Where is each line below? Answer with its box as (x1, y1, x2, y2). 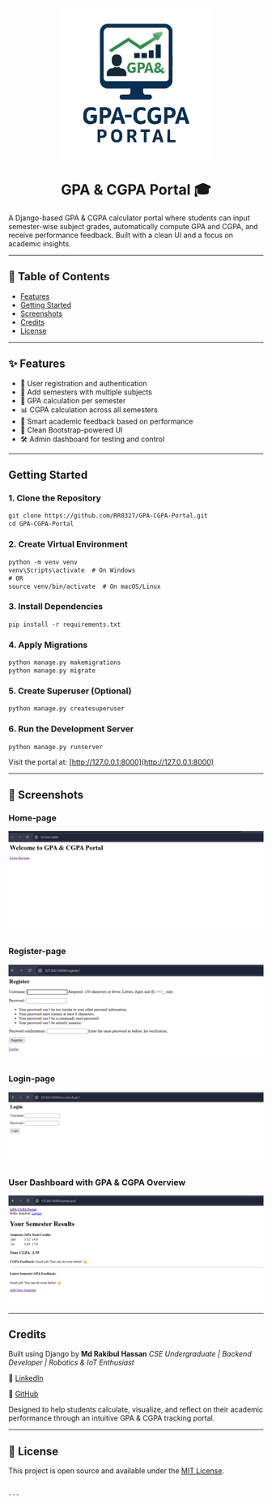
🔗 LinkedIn (8, 1374, 44, 1383)
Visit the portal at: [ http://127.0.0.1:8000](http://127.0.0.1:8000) (8, 756, 215, 767)
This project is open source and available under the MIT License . (8, 1466, 225, 1476)
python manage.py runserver (8, 743, 104, 751)
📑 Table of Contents (8, 270, 110, 283)
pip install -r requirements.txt (8, 620, 121, 628)
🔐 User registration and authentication (19, 378, 147, 388)
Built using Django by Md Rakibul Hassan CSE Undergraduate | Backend (8, 1349, 253, 1359)
